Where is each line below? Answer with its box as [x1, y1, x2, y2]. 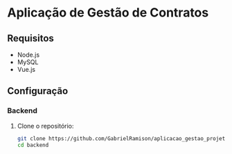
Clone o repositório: [17, 122, 74, 130]
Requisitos [7, 32, 54, 44]
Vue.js [17, 66, 36, 73]
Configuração [7, 85, 69, 97]
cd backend [17, 142, 49, 148]
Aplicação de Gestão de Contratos [7, 5, 209, 21]
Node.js [17, 50, 40, 59]
